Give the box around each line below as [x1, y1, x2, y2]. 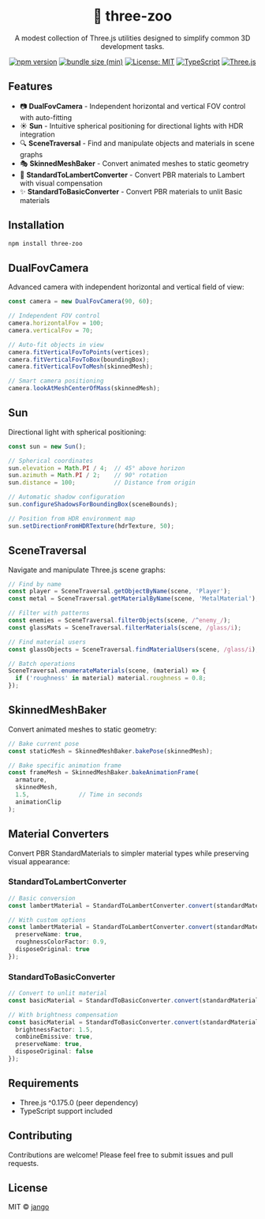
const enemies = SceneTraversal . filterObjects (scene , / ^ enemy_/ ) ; [8, 616, 231, 624]
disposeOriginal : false [15, 1048, 93, 1055]
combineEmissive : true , [15, 1033, 93, 1041]
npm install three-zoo [8, 239, 83, 247]
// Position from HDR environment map [8, 514, 136, 522]
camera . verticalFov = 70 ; [8, 326, 93, 334]
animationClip [15, 798, 62, 806]
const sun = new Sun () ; [8, 442, 87, 450]
